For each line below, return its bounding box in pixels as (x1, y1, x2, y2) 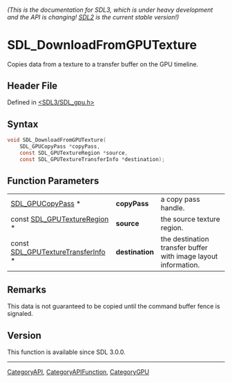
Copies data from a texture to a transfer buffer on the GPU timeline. (7, 59, 199, 68)
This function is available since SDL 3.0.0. (7, 348, 126, 356)
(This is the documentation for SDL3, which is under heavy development (7, 6, 213, 14)
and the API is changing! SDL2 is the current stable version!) (7, 12, 180, 21)
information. (160, 260, 200, 270)
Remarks (7, 283, 47, 295)
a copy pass (160, 194, 200, 204)
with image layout (160, 252, 218, 261)
